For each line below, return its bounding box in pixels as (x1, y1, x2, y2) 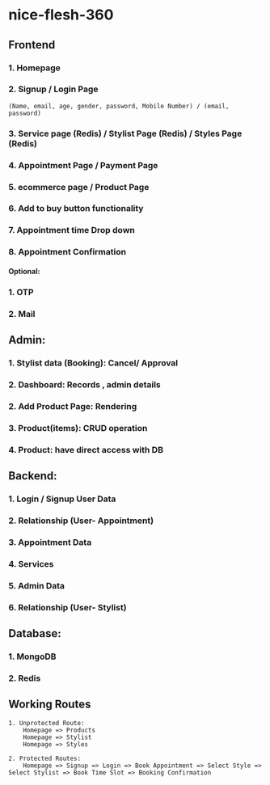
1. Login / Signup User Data (8, 493, 116, 504)
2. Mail (8, 308, 36, 319)
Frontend (8, 38, 56, 52)
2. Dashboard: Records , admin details (8, 379, 161, 390)
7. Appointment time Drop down (8, 225, 135, 236)
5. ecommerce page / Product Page (8, 181, 150, 192)
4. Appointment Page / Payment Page (8, 159, 158, 171)
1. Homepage (8, 62, 61, 74)
